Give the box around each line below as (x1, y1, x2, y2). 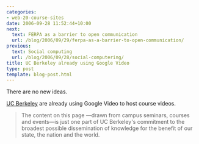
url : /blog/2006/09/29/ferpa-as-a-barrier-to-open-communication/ (12, 37, 184, 43)
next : (6, 26, 20, 32)
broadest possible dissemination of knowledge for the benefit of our (21, 124, 193, 132)
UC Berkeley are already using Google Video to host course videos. (6, 100, 176, 107)
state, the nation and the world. (21, 131, 100, 139)
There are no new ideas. (6, 88, 68, 95)
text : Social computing (12, 49, 72, 55)
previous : (6, 43, 32, 49)
